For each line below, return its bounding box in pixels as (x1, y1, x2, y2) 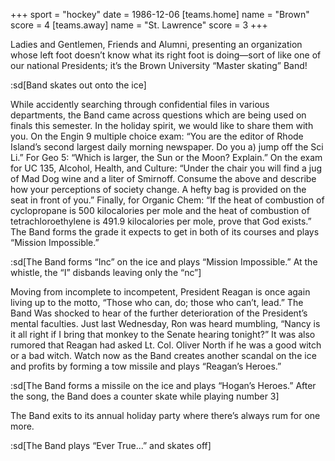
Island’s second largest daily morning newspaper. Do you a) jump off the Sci (10, 141, 324, 153)
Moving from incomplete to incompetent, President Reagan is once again (10, 286, 311, 298)
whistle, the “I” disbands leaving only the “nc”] (10, 267, 202, 278)
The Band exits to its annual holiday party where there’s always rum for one (10, 410, 321, 421)
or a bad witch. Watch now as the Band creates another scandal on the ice (10, 350, 317, 361)
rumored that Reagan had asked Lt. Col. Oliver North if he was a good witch (10, 339, 322, 351)
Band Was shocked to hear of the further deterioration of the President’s (10, 307, 308, 319)
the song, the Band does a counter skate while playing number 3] (10, 390, 280, 402)
